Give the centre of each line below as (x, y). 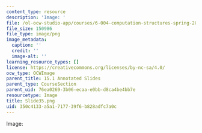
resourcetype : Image (32, 95)
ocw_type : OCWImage (31, 73)
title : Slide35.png (31, 101)
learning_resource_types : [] (43, 62)
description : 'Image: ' (36, 17)
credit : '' (25, 51)
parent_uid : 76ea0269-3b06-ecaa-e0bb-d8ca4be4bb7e (71, 90)
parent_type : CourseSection (41, 84)
